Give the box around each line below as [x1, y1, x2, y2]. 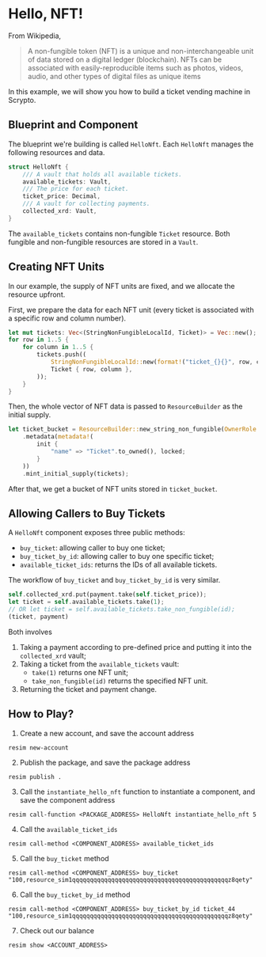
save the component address [19, 795, 116, 804]
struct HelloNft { [8, 163, 69, 171]
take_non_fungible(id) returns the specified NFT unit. [31, 676, 208, 685]
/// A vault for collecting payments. [22, 199, 150, 208]
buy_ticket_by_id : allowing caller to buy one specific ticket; [19, 552, 215, 561]
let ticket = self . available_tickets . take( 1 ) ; [8, 598, 165, 606]
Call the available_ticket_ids [19, 824, 118, 834]
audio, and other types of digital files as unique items [27, 71, 201, 81]
